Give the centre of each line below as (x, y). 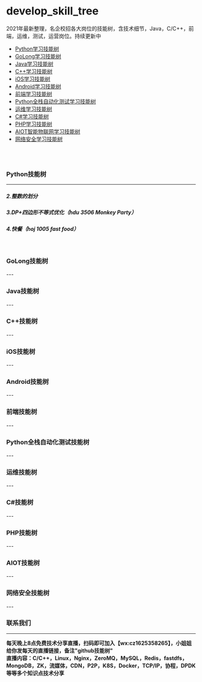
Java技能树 (23, 291)
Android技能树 (28, 382)
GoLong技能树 (27, 261)
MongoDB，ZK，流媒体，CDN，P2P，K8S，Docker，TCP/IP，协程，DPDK (101, 665)
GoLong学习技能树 (38, 56)
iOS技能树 (21, 351)
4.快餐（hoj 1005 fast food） (43, 229)
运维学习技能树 (33, 109)
